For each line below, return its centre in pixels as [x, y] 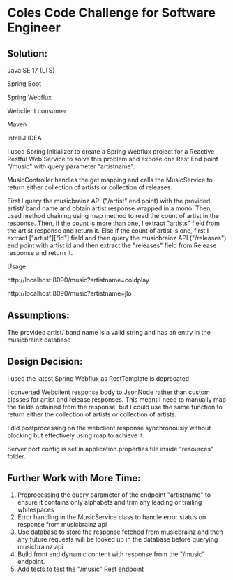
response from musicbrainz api [62, 525]
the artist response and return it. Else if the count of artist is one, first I [108, 231]
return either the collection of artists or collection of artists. [92, 414]
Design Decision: [45, 362]
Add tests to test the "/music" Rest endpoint [81, 569]
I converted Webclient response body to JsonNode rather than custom [109, 392]
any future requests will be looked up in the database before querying [118, 539]
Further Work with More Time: [74, 478]
